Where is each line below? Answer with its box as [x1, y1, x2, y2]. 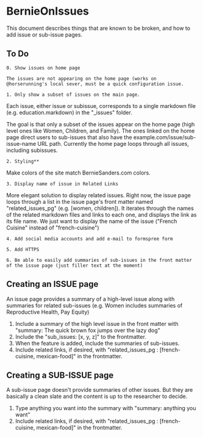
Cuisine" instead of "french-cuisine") [6, 224, 99, 231]
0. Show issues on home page [6, 65, 80, 71]
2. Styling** [6, 158, 40, 164]
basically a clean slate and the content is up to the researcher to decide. [6, 392, 188, 400]
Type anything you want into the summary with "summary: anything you [15, 405, 196, 412]
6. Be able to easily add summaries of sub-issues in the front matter [6, 257, 192, 263]
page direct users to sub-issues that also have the [6, 133, 132, 141]
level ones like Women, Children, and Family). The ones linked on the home [6, 127, 195, 134]
